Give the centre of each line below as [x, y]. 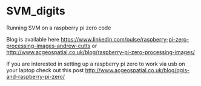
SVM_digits [36, 11]
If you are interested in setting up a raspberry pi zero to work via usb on [96, 64]
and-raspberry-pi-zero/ [36, 76]
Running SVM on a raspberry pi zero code [59, 28]
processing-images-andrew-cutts [48, 46]
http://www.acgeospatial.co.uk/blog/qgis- [137, 70]
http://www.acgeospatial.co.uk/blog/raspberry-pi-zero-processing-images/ [100, 52]
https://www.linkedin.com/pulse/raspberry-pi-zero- [125, 39]
